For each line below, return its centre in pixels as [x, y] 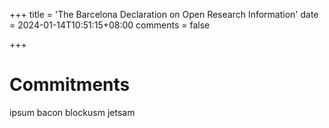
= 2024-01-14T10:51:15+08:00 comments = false [110, 25]
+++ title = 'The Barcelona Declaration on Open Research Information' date [164, 14]
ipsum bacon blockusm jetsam [72, 112]
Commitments [70, 85]
